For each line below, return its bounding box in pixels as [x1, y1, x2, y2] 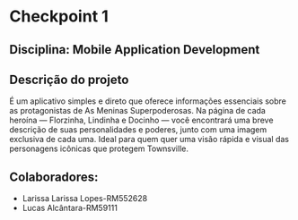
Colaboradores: [9, 169, 99, 184]
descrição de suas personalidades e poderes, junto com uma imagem [9, 124, 267, 135]
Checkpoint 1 [9, 6, 110, 27]
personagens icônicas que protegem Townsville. [9, 143, 188, 154]
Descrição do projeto [9, 72, 129, 87]
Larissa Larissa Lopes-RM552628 [22, 193, 148, 204]
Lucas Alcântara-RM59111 [22, 203, 118, 214]
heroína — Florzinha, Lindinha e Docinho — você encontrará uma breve [9, 114, 274, 126]
